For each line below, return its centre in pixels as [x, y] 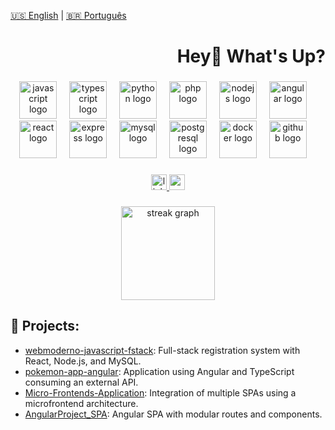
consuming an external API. [81, 382]
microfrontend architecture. [81, 403]
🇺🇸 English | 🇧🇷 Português [68, 15]
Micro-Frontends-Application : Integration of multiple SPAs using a [160, 392]
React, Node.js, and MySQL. [83, 361]
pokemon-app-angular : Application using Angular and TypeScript [159, 371]
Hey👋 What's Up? [251, 56]
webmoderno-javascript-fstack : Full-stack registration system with [162, 350]
